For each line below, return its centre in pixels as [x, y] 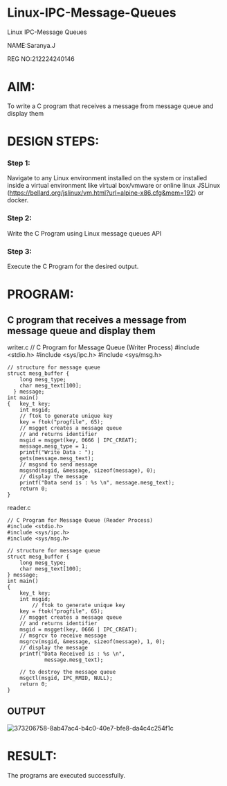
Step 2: [20, 218]
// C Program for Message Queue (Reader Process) [80, 520]
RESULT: [32, 756]
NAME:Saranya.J [31, 45]
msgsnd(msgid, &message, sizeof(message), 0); [88, 470]
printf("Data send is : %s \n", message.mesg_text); [97, 482]
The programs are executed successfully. [66, 775]
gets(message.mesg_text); [57, 458]
